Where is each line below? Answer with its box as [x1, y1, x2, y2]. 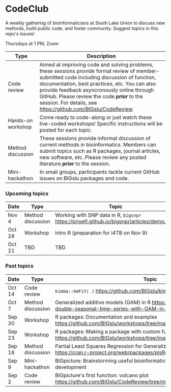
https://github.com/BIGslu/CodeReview [39, 105, 133, 112]
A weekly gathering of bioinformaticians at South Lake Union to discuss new [5, 20, 165, 26]
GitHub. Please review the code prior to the [39, 92, 144, 100]
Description [87, 52, 116, 59]
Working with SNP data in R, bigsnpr [55, 212, 141, 219]
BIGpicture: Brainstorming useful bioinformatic [55, 357, 166, 364]
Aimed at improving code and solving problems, [39, 61, 154, 68]
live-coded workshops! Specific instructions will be [39, 120, 163, 127]
